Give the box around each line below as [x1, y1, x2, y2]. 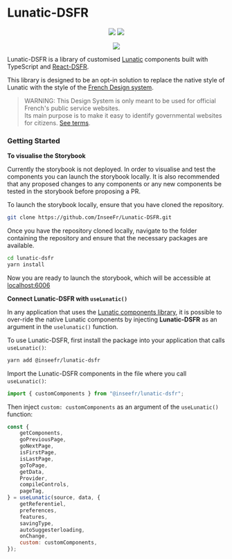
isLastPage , [19, 455, 54, 462]
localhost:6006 [7, 281, 51, 289]
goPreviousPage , [19, 436, 67, 443]
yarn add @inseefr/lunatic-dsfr [7, 357, 100, 364]
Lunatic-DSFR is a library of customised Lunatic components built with [7, 55, 208, 63]
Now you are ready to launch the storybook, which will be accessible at [7, 274, 211, 282]
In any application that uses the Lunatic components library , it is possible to [7, 308, 222, 316]
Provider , [19, 474, 48, 482]
